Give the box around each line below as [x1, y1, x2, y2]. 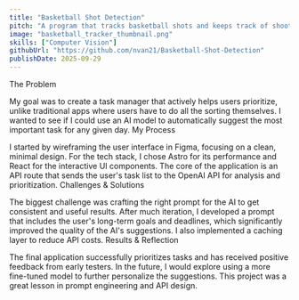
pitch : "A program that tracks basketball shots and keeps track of [9, 21, 269, 30]
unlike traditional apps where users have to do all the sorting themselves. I [9, 106, 282, 116]
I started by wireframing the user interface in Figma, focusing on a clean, [9, 142, 277, 152]
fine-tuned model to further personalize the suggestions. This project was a [9, 271, 287, 281]
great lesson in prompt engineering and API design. [9, 280, 198, 290]
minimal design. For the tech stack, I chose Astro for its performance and [9, 151, 278, 161]
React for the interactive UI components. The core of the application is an [9, 161, 279, 171]
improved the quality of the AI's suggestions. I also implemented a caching [9, 225, 283, 236]
